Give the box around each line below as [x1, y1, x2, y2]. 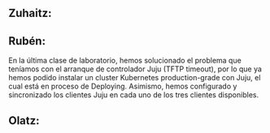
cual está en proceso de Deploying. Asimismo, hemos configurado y [8, 81, 237, 92]
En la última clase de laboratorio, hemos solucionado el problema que [8, 56, 242, 66]
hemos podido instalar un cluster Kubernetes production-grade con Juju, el [8, 73, 261, 83]
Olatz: [8, 114, 40, 127]
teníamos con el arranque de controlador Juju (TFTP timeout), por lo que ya [8, 64, 263, 74]
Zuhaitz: [8, 6, 52, 20]
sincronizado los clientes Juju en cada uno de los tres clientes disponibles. [8, 90, 259, 100]
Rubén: [8, 34, 46, 48]
